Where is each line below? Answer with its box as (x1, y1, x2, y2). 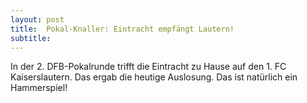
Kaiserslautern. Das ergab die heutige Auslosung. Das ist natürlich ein (10, 71, 298, 83)
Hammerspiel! (10, 82, 68, 94)
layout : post (10, 14, 65, 25)
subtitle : (10, 33, 52, 43)
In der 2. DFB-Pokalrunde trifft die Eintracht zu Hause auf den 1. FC (10, 61, 287, 73)
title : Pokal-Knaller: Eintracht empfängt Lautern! (10, 24, 235, 34)
